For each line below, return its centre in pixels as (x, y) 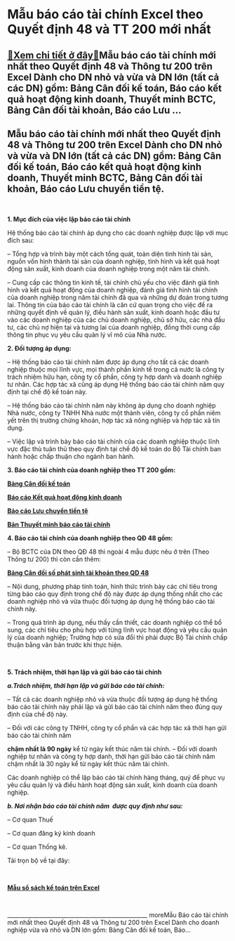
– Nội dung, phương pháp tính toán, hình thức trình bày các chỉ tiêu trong (112, 587)
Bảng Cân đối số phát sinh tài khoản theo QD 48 (78, 573)
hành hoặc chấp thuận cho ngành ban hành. (71, 457)
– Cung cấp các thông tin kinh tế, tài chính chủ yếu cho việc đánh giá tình (113, 283)
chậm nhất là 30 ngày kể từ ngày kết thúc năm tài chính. (88, 764)
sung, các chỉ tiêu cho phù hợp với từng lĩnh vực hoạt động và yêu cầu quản (117, 630)
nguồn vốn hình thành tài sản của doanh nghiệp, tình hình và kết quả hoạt (113, 261)
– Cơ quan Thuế (31, 820)
